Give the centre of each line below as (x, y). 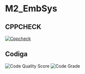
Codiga (16, 54)
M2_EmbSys (31, 9)
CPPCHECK (23, 27)
